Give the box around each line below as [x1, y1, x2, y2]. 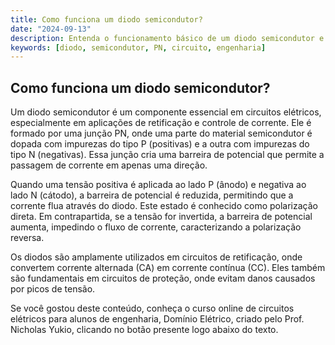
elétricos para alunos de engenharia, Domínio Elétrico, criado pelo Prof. [10, 313, 305, 325]
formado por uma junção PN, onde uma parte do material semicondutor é [10, 127, 313, 140]
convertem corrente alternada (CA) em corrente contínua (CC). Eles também [10, 262, 326, 274]
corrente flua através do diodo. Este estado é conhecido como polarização [10, 200, 318, 212]
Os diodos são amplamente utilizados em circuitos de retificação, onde [10, 251, 303, 263]
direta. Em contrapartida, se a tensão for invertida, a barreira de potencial [10, 211, 313, 223]
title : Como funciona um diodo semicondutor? [10, 14, 203, 25]
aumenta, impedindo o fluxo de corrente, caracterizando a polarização [10, 221, 302, 233]
